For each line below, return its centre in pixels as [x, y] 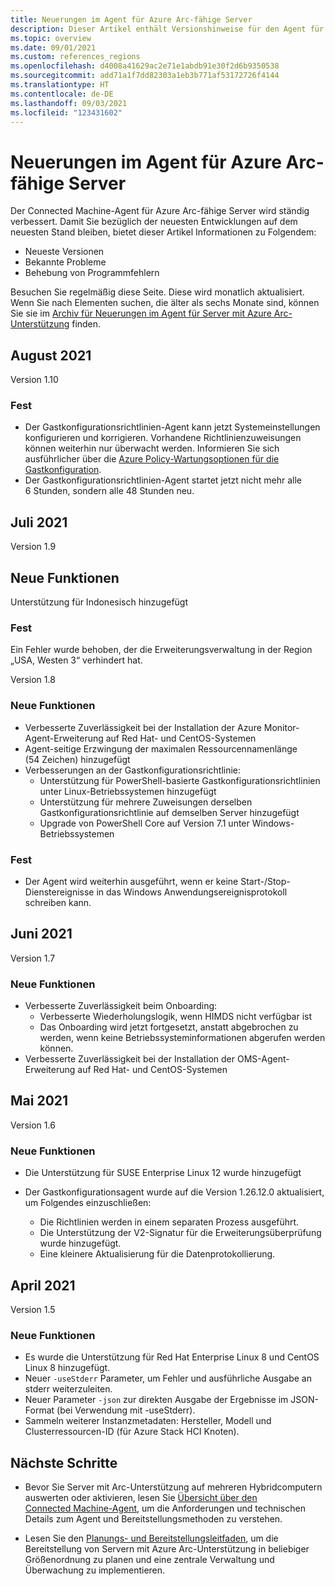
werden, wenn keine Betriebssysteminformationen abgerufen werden [182, 1038]
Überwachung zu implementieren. [95, 1570]
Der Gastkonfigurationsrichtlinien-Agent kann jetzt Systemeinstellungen [172, 427]
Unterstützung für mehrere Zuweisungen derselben [146, 802]
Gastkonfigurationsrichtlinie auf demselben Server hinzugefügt [169, 812]
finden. [86, 324]
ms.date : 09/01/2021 [53, 47]
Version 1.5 [33, 1309]
